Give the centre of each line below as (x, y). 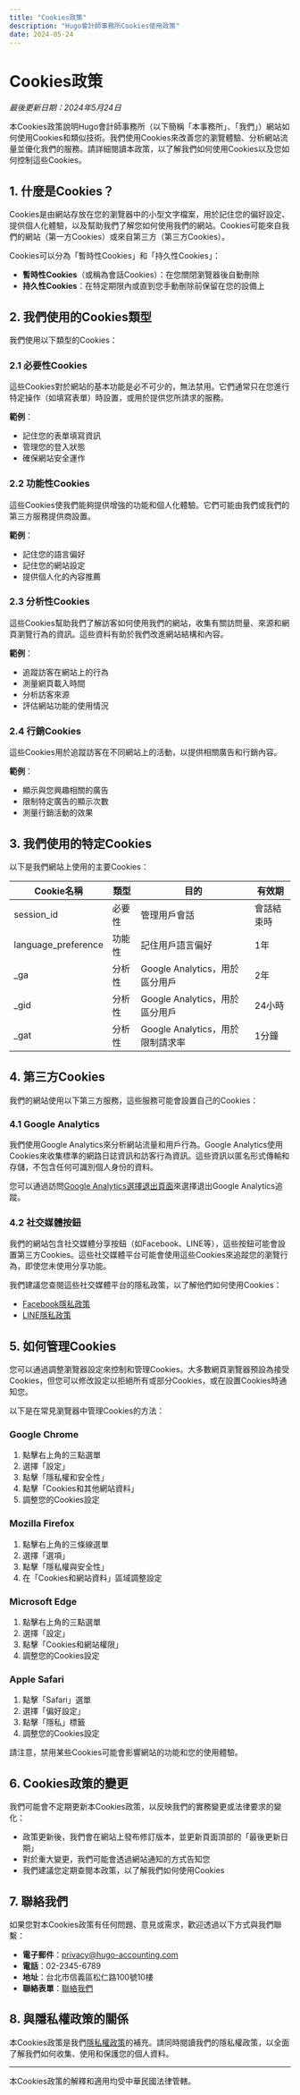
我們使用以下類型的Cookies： (63, 340)
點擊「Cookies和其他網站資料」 (80, 1489)
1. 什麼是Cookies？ (62, 191)
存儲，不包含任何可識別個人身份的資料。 (83, 1167)
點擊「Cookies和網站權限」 (72, 1645)
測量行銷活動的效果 (58, 813)
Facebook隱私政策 (56, 1304)
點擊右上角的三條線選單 (65, 1544)
